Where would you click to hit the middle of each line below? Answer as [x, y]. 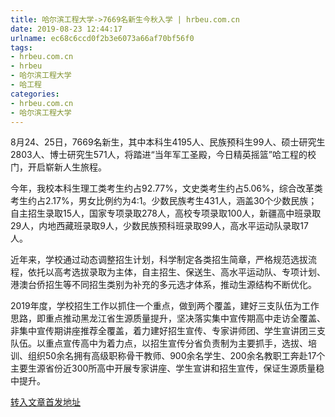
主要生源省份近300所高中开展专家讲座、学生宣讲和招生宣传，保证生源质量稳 [167, 368]
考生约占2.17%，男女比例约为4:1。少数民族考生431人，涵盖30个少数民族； [164, 201]
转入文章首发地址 [45, 402]
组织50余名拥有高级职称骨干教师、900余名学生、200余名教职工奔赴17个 [176, 356]
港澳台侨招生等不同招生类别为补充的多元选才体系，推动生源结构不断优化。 [163, 285]
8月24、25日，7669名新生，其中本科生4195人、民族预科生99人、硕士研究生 [168, 142]
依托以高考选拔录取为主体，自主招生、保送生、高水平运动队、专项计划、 [176, 272]
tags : [21, 47]
